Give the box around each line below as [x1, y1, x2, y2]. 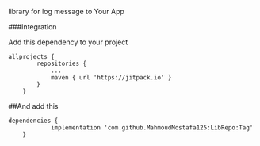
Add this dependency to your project [8, 37, 128, 47]
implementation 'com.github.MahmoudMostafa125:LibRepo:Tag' [50, 124, 254, 132]
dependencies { [8, 117, 59, 125]
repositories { [36, 60, 87, 67]
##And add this [8, 102, 59, 110]
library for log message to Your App [8, 7, 125, 16]
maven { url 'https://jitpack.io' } [50, 74, 172, 82]
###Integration [8, 22, 57, 31]
